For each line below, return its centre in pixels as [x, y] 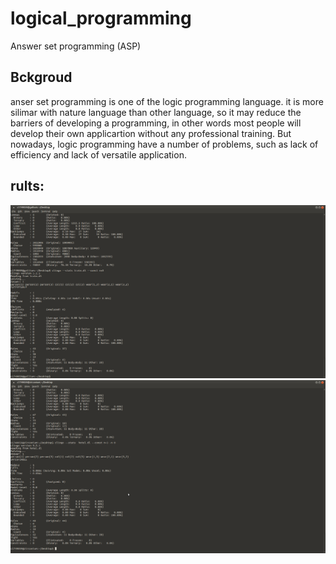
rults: [27, 186]
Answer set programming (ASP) [76, 46]
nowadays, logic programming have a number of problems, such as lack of [164, 144]
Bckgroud [41, 77]
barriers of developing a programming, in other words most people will [156, 123]
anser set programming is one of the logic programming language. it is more [167, 101]
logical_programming [101, 18]
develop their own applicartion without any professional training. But [151, 133]
